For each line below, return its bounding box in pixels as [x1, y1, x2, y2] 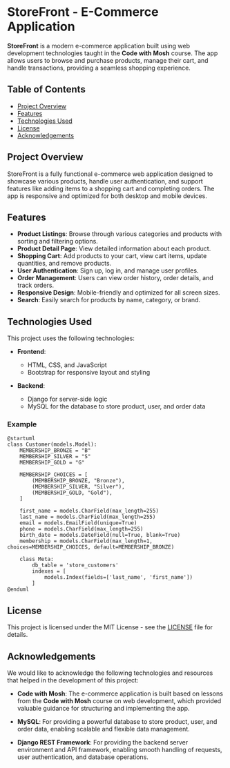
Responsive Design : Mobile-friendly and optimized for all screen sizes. [17, 288, 220, 297]
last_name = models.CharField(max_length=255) [19, 513, 156, 521]
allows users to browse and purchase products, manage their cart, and [7, 56, 209, 64]
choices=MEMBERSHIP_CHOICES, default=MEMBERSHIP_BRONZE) [7, 544, 175, 551]
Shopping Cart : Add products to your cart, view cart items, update [17, 252, 207, 260]
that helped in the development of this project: [7, 676, 139, 685]
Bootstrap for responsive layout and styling [27, 368, 151, 377]
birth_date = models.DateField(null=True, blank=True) [19, 532, 181, 539]
